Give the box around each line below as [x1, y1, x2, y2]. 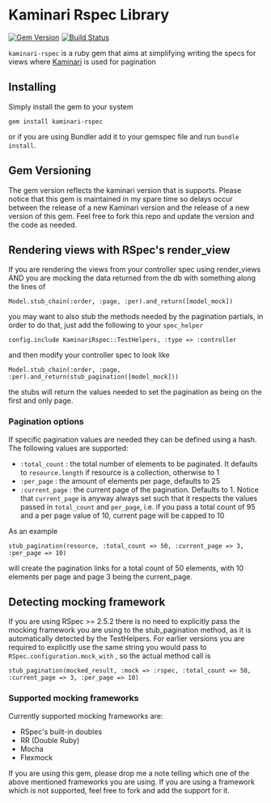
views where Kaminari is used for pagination [8, 57, 156, 66]
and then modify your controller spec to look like [8, 350, 170, 360]
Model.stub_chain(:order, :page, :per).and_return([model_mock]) [8, 297, 233, 305]
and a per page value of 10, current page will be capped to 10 [19, 510, 225, 520]
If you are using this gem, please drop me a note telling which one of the [8, 768, 250, 778]
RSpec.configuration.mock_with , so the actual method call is [8, 651, 211, 661]
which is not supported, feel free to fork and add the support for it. [8, 785, 231, 795]
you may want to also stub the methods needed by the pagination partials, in [8, 312, 264, 322]
